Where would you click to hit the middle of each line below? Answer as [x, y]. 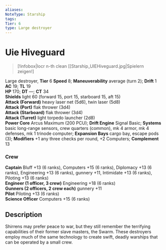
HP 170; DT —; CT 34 [27, 91]
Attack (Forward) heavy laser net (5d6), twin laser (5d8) [63, 102]
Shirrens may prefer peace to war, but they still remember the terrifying [78, 227]
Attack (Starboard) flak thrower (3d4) [44, 113]
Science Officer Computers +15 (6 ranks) [48, 199]
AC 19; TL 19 [18, 86]
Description [24, 215]
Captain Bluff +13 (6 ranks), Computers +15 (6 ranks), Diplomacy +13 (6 [79, 167]
